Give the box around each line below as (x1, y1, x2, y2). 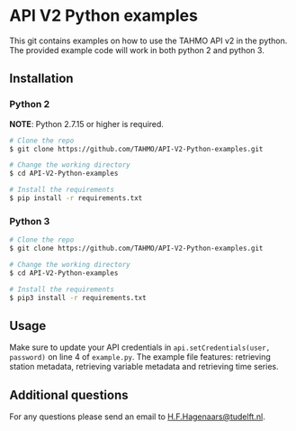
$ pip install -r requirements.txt (9, 194, 143, 203)
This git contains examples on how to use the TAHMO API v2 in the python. (9, 35, 288, 46)
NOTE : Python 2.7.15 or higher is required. (9, 118, 165, 129)
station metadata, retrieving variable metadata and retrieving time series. (9, 362, 279, 372)
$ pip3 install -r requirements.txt (9, 293, 147, 302)
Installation (9, 71, 74, 87)
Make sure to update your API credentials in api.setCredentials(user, (9, 342, 271, 353)
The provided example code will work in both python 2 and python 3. (9, 44, 265, 55)
